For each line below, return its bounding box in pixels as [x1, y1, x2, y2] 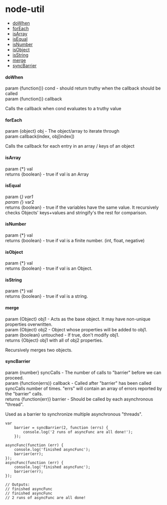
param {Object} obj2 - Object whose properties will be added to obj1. [5, 326, 147, 332]
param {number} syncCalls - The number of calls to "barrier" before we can [5, 369, 161, 375]
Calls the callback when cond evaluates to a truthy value [5, 106, 121, 112]
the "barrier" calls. [5, 390, 43, 396]
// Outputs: [5, 482, 30, 487]
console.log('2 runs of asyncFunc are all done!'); [23, 429, 133, 434]
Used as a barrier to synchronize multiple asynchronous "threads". [5, 411, 142, 417]
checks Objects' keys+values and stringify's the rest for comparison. [5, 209, 147, 216]
